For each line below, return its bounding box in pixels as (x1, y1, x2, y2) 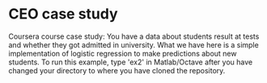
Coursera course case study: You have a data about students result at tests (8, 31, 260, 41)
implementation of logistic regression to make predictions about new (8, 48, 237, 58)
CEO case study (8, 5, 119, 23)
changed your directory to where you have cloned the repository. (8, 65, 226, 75)
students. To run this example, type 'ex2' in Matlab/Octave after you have (8, 57, 253, 67)
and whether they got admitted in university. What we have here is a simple (8, 39, 259, 49)
